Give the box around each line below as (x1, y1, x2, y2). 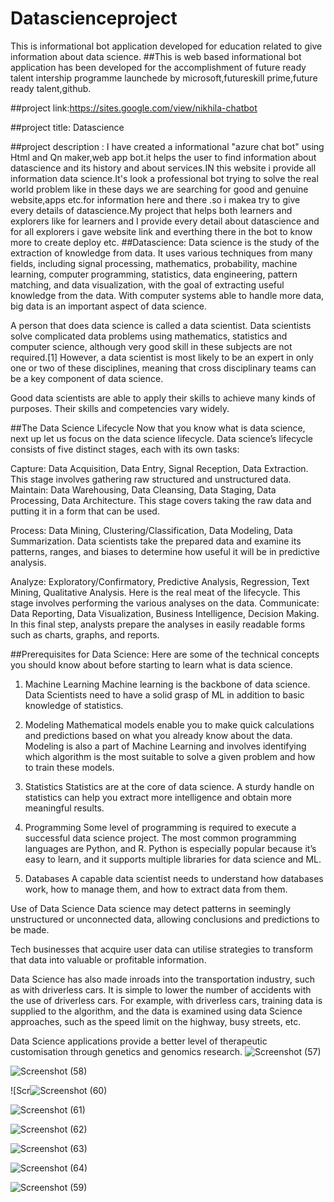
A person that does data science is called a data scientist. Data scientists (10, 319, 312, 331)
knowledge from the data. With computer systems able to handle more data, (10, 289, 325, 301)
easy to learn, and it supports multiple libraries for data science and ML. (24, 853, 322, 865)
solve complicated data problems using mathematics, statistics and (10, 330, 288, 342)
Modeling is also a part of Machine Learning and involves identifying (24, 740, 307, 752)
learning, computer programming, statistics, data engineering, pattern (10, 268, 298, 280)
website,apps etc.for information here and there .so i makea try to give (10, 193, 301, 206)
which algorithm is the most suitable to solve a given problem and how (24, 750, 316, 762)
